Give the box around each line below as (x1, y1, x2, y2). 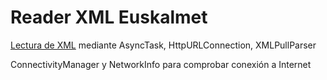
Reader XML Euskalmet (10, 6, 208, 29)
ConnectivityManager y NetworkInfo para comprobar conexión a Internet (10, 58, 312, 70)
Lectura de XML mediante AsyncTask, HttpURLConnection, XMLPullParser (10, 39, 317, 51)
